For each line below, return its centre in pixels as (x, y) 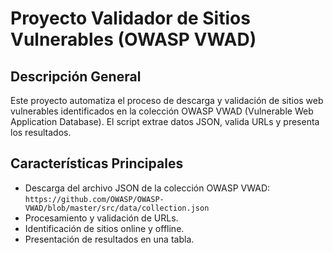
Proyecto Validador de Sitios (130, 18)
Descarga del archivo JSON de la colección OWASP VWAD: (147, 188)
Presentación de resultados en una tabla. (109, 239)
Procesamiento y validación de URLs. (101, 218)
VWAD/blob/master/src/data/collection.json (117, 208)
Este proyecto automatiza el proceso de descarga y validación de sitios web (167, 100)
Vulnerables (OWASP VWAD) (133, 39)
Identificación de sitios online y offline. (104, 228)
